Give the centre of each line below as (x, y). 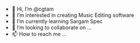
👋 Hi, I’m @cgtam (33, 9)
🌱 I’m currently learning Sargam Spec (57, 21)
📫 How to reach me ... (39, 34)
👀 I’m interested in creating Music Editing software (73, 15)
